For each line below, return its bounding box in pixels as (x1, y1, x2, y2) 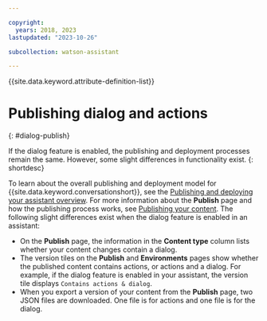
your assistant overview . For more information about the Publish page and (8, 196, 253, 206)
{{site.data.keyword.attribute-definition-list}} (8, 76, 155, 86)
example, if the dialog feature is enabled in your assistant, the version (19, 270, 249, 280)
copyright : (8, 18, 45, 26)
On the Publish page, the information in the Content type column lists (19, 237, 249, 246)
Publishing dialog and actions (8, 104, 209, 123)
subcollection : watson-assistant (8, 48, 120, 56)
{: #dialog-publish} (8, 131, 70, 140)
